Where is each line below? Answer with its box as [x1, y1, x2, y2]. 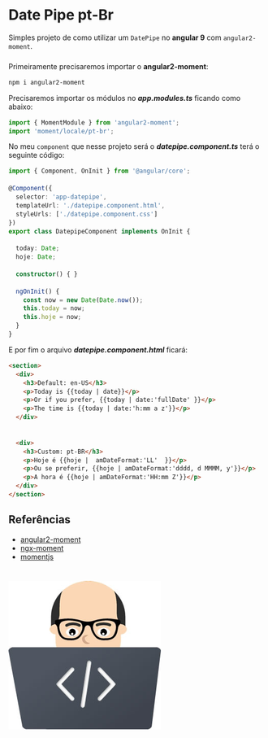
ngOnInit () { [15, 287, 60, 295]
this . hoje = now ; [23, 313, 82, 321]
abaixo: [8, 102, 33, 111]
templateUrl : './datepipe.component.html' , [15, 201, 165, 209]
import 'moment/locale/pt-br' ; [8, 127, 115, 135]
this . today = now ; [23, 304, 85, 312]
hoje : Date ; [15, 253, 57, 261]
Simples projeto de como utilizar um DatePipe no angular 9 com [8, 33, 222, 42]
